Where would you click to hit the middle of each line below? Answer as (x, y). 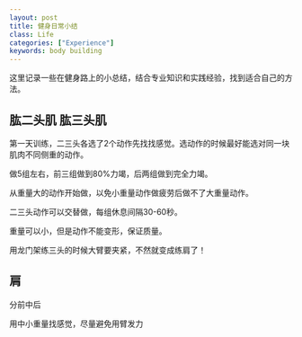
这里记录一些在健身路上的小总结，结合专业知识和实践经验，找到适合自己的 (147, 78)
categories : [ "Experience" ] (62, 43)
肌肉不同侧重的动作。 (49, 155)
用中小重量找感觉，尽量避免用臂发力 (76, 324)
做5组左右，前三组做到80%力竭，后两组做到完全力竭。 (111, 173)
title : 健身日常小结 (44, 26)
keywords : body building (56, 51)
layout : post (34, 18)
